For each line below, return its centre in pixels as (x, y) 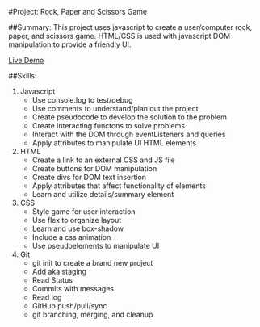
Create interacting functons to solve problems (109, 126)
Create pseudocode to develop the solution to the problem (130, 117)
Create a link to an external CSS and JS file (104, 160)
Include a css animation (71, 237)
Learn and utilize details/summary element (103, 194)
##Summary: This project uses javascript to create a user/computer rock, (130, 27)
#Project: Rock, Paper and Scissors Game (78, 12)
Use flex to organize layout (77, 220)
